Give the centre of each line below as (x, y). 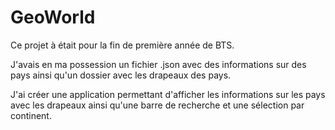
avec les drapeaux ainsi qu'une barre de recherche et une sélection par (157, 105)
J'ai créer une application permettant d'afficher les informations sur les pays (168, 94)
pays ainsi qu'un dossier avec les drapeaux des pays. (121, 75)
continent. (31, 115)
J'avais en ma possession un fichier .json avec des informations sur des (158, 64)
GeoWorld (53, 17)
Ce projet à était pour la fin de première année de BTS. (122, 45)
